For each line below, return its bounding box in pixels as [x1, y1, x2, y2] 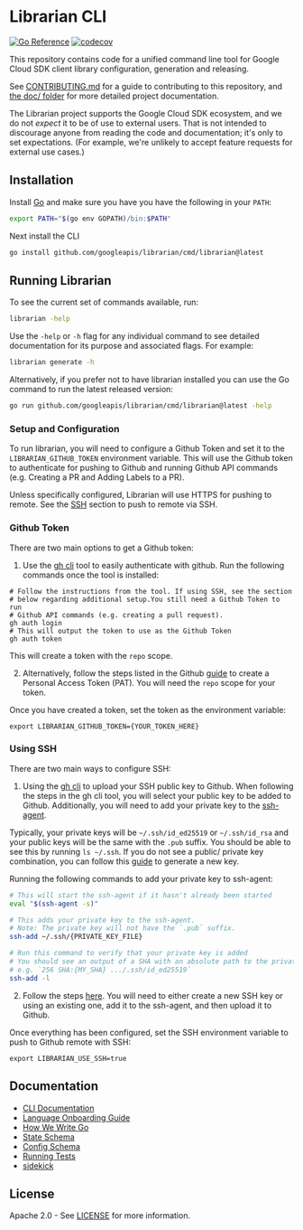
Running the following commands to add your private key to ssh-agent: [9, 873, 273, 884]
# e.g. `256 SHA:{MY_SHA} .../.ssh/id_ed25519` [9, 965, 192, 974]
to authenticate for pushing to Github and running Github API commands [9, 463, 278, 474]
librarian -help [9, 315, 70, 324]
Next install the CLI [9, 230, 79, 241]
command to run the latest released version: [9, 384, 174, 395]
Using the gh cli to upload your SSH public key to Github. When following [22, 780, 294, 792]
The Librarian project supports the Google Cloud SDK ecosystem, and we [9, 108, 282, 118]
